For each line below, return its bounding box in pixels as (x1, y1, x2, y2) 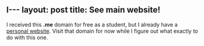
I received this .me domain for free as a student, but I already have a (6, 21, 178, 28)
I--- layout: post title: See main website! (6, 5, 161, 15)
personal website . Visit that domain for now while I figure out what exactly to (6, 27, 199, 34)
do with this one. (6, 33, 48, 41)
